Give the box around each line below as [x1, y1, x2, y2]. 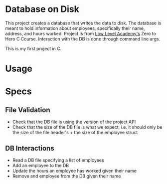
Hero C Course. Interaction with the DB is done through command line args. [5, 36, 161, 42]
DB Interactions [5, 144, 54, 153]
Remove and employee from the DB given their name [12, 173, 121, 179]
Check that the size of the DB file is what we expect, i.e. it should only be [12, 124, 163, 130]
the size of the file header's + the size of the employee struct [12, 130, 138, 136]
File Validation [5, 106, 50, 114]
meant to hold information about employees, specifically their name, [5, 25, 145, 31]
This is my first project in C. [5, 45, 62, 51]
